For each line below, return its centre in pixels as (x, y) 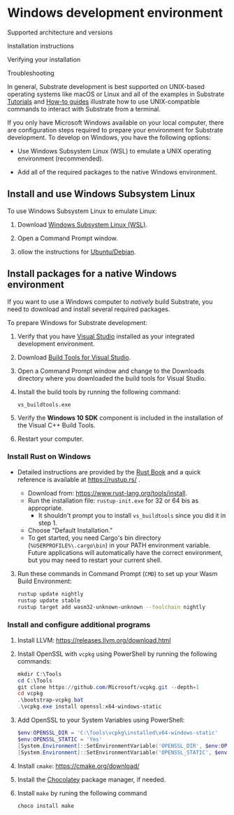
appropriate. (45, 508)
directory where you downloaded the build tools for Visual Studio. (112, 378)
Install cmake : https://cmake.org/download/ (78, 766)
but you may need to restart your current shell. (95, 560)
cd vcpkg (30, 694)
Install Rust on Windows (49, 457)
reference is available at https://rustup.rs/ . (79, 479)
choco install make (46, 806)
